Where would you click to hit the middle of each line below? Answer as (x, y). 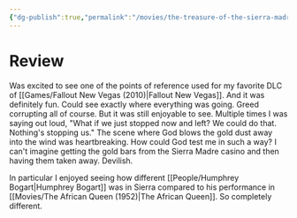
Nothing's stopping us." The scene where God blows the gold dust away (141, 132)
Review (37, 60)
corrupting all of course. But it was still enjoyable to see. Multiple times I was (148, 113)
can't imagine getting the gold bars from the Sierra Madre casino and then (145, 151)
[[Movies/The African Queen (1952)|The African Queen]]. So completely (141, 196)
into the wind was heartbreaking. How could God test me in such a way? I (143, 141)
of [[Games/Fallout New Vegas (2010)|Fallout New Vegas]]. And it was (137, 94)
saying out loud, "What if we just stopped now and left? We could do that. (143, 123)
